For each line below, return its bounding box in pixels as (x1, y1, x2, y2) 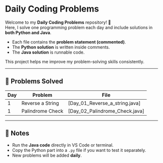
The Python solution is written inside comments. (12, 44, 110, 50)
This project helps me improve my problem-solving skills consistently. (5, 59, 145, 64)
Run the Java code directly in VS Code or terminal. (12, 142, 114, 148)
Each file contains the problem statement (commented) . (12, 39, 126, 44)
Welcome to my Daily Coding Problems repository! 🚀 (5, 19, 112, 25)
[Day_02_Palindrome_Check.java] (67, 107, 145, 114)
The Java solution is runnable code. (12, 49, 85, 55)
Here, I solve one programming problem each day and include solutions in (5, 24, 153, 30)
